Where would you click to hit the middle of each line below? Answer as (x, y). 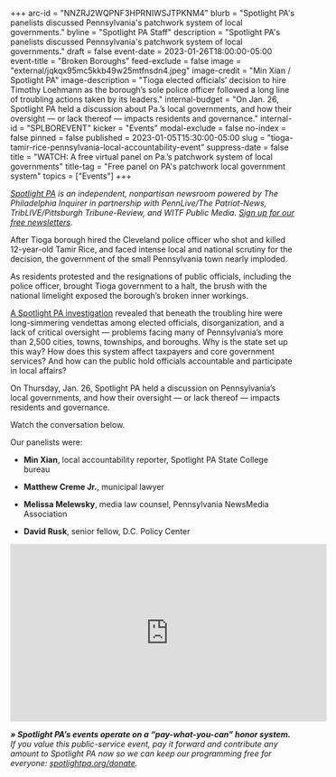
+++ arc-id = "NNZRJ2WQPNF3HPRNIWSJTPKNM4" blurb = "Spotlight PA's (153, 13)
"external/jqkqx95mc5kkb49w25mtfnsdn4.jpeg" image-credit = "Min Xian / (151, 70)
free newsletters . (42, 222)
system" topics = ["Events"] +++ (71, 176)
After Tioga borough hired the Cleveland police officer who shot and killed (148, 240)
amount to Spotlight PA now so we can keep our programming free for (141, 754)
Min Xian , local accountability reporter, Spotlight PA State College (146, 460)
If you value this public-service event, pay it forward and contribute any (144, 744)
